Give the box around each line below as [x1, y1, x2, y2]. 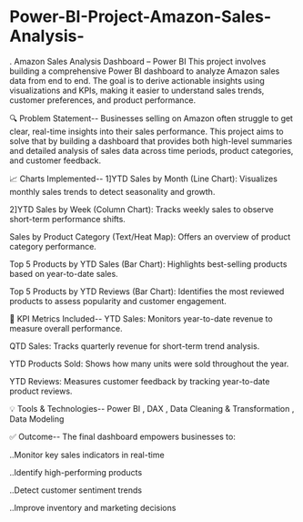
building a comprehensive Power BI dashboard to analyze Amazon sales [9, 66, 280, 77]
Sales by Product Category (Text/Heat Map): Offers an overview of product [9, 230, 291, 242]
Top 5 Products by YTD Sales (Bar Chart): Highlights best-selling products [9, 258, 288, 270]
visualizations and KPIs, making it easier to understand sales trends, [9, 85, 265, 96]
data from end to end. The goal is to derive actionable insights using [9, 75, 266, 86]
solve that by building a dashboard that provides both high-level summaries [9, 135, 293, 147]
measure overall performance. [9, 322, 123, 333]
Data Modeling [9, 413, 65, 425]
